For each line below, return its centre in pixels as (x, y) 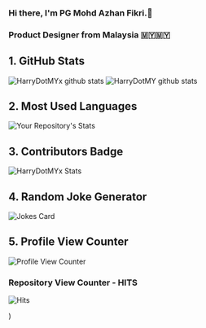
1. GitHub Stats (47, 61)
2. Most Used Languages (73, 106)
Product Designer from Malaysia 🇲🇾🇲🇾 (90, 34)
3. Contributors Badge (66, 151)
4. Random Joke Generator (78, 197)
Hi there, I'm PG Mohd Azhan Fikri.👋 (81, 13)
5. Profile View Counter (68, 242)
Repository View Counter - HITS (73, 282)
